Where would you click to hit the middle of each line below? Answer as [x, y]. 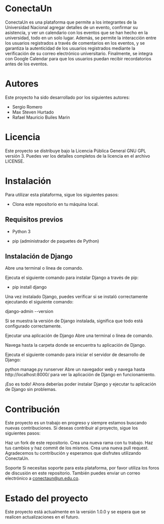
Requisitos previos [34, 220]
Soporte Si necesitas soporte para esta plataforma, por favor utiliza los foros [82, 468]
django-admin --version [29, 311]
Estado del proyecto [47, 498]
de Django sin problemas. [31, 389]
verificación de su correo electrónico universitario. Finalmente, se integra [79, 53]
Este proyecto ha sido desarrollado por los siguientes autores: [68, 97]
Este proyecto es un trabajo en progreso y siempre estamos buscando [76, 423]
